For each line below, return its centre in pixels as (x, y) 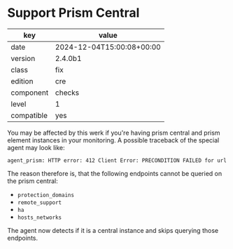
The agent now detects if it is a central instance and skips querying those (113, 230)
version (23, 58)
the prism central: (33, 181)
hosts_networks (40, 217)
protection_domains (46, 195)
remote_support (40, 202)
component (30, 93)
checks (67, 93)
